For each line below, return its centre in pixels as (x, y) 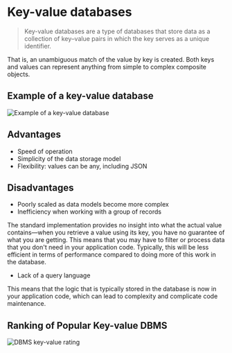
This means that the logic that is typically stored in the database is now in (112, 289)
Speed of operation (45, 151)
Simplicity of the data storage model (69, 158)
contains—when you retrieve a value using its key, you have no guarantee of (116, 232)
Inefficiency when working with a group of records (89, 212)
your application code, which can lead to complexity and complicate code (113, 296)
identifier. (38, 46)
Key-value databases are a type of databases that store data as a (117, 31)
